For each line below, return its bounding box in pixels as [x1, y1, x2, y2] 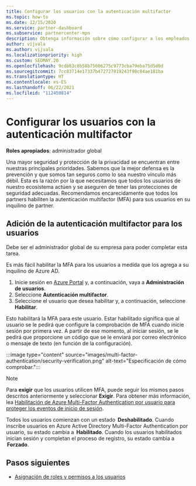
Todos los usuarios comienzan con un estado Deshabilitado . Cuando [6, 416, 174, 423]
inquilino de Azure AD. [6, 267, 60, 274]
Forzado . [6, 441, 29, 448]
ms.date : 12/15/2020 [6, 19, 57, 25]
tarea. [6, 250, 20, 257]
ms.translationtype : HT [6, 74, 64, 80]
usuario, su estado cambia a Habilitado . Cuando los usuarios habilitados [6, 428, 183, 436]
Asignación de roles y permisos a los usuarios [14, 473, 126, 480]
